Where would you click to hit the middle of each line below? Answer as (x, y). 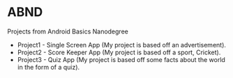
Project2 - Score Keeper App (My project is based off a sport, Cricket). (119, 52)
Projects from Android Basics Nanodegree (68, 31)
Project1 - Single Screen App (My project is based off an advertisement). (122, 45)
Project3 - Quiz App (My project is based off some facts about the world (121, 59)
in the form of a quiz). (48, 67)
